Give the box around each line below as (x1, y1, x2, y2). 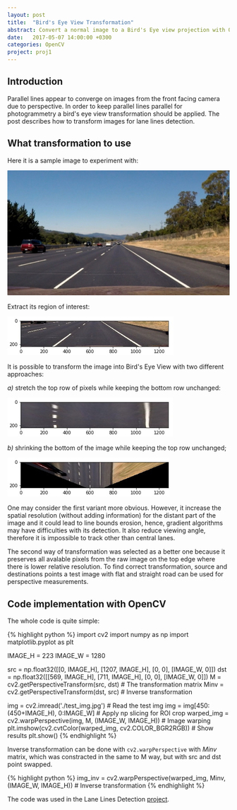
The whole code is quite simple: (7, 617, 100, 625)
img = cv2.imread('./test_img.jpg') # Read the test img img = (7, 701, 182, 710)
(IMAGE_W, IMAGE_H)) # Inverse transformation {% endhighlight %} (7, 781, 205, 790)
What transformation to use (7, 138, 132, 150)
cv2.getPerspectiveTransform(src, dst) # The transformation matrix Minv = (7, 680, 224, 689)
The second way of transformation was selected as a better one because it (7, 547, 226, 556)
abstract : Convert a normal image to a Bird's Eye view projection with (7, 26, 226, 33)
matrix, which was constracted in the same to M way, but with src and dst (7, 752, 221, 761)
